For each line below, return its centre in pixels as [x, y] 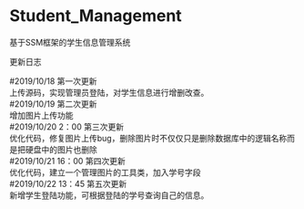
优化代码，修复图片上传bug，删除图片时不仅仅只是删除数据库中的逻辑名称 [148, 138]
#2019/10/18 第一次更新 [53, 81]
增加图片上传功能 [41, 115]
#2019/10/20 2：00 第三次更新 [67, 126]
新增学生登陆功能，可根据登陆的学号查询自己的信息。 [109, 195]
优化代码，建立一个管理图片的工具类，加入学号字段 [105, 172]
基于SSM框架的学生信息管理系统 [70, 42]
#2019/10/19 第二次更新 [53, 104]
